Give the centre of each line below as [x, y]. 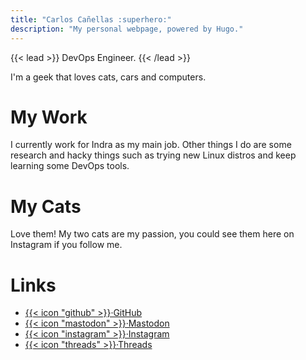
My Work [49, 117]
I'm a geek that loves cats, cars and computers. [108, 77]
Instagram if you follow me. [66, 245]
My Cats [46, 206]
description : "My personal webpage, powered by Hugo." [127, 29]
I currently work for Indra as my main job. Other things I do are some [151, 145]
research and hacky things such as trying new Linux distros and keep [153, 155]
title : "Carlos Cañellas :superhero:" [91, 19]
